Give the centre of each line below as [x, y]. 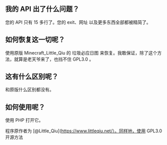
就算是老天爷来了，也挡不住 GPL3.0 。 [54, 59]
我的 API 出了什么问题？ [42, 9]
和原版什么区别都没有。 [30, 89]
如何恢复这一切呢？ [35, 40]
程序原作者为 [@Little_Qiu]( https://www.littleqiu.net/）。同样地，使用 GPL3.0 [84, 131]
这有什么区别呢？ [32, 77]
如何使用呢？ [25, 107]
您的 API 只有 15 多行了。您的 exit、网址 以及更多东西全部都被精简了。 [78, 22]
